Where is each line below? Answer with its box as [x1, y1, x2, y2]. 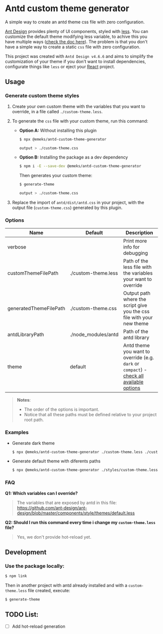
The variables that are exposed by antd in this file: [16, 499, 117, 506]
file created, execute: [28, 588, 70, 594]
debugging [123, 250, 148, 257]
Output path [123, 290, 151, 297]
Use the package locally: [5, 563, 65, 569]
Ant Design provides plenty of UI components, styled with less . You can [5, 28, 148, 34]
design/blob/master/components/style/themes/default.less [16, 510, 135, 516]
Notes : [16, 397, 31, 403]
